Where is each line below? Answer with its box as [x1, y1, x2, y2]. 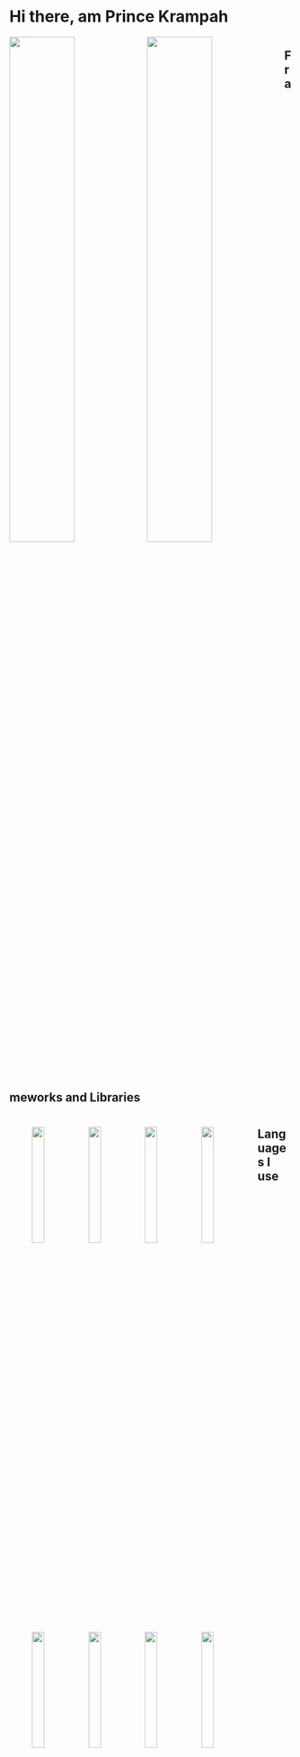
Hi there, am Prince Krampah [9, 6, 229, 27]
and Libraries [65, 1090, 141, 1105]
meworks [9, 1090, 63, 1105]
